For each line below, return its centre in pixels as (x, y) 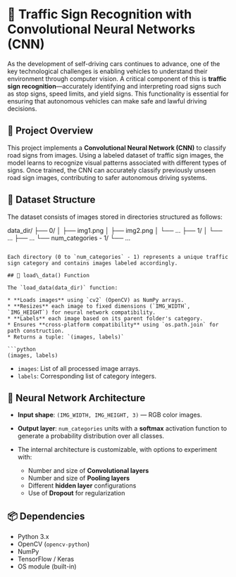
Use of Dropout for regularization (76, 493)
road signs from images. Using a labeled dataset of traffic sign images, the (116, 155)
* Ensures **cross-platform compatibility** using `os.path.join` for (113, 324)
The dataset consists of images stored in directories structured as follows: (115, 217)
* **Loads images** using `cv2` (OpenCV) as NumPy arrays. (96, 300)
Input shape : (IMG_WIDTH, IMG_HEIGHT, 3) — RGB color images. (110, 415)
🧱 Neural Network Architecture (76, 398)
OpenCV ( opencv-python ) (54, 544)
